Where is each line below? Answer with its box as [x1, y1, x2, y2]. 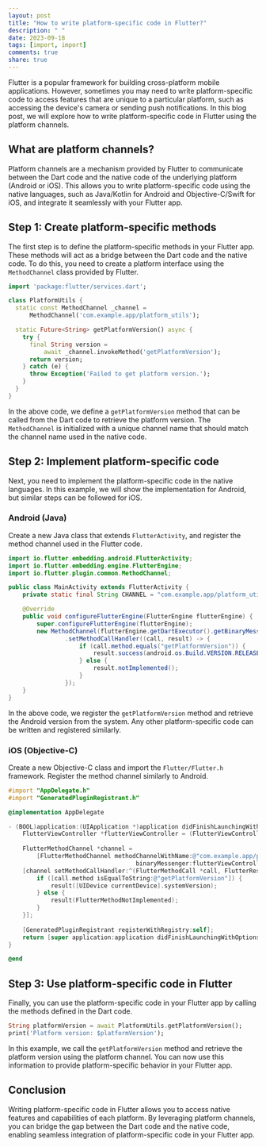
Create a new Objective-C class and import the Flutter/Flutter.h [8, 763, 224, 772]
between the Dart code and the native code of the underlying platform [8, 172, 237, 182]
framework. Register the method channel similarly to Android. [8, 771, 208, 780]
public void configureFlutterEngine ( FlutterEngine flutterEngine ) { [22, 613, 253, 621]
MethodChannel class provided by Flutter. [8, 267, 139, 276]
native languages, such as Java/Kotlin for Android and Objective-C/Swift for [8, 189, 256, 198]
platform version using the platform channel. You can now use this [8, 1052, 224, 1061]
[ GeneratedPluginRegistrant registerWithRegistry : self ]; [22, 926, 215, 933]
